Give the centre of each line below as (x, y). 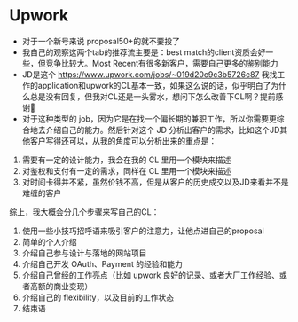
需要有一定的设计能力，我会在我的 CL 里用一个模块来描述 (126, 160)
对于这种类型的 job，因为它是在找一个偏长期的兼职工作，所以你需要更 (149, 118)
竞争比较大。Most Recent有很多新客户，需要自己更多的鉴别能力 (162, 63)
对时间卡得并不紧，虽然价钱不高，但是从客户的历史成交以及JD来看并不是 (155, 182)
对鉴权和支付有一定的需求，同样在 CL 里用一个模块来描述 (126, 170)
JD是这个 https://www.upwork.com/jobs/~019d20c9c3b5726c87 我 (145, 74)
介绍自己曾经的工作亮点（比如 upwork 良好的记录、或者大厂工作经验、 (151, 275)
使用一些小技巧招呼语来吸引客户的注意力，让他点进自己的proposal (143, 231)
